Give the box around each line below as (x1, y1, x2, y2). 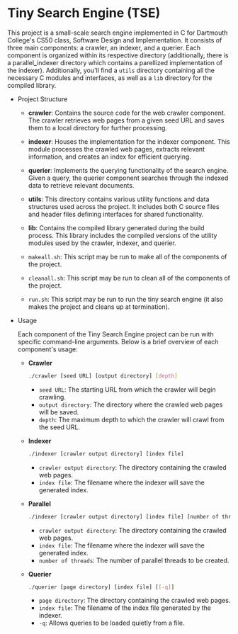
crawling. (38, 392, 66, 401)
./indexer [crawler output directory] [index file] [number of (28, 513, 220, 520)
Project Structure (17, 94, 68, 103)
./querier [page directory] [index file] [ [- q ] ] (28, 583, 175, 591)
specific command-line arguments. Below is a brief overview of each (17, 337, 219, 346)
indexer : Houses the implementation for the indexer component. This (28, 137, 230, 146)
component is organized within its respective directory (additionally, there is (7, 51, 229, 60)
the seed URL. (38, 423, 80, 431)
